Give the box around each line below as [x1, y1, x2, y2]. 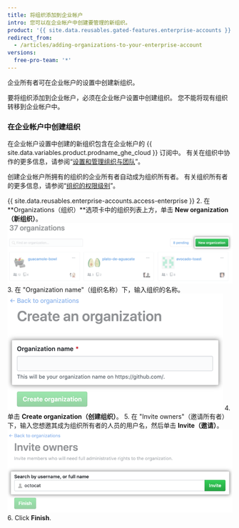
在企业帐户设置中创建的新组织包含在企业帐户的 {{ [7, 139, 152, 148]
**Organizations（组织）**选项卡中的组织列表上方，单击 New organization [7, 206, 229, 214]
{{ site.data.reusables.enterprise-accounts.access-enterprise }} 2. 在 [7, 196, 210, 205]
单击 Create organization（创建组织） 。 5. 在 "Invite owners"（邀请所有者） [7, 412, 228, 421]
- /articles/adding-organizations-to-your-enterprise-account [14, 41, 203, 49]
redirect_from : [7, 34, 53, 41]
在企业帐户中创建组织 [7, 121, 81, 131]
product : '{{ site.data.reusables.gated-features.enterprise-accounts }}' [7, 26, 235, 34]
